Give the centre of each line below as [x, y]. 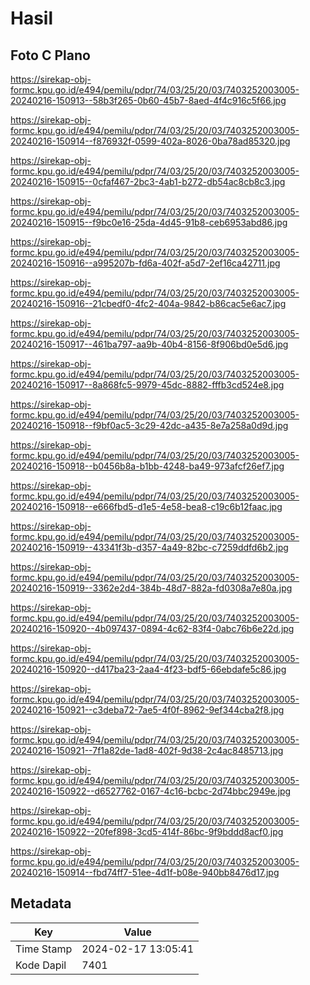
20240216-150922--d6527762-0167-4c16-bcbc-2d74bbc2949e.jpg [151, 791]
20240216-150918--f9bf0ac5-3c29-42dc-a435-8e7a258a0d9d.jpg [149, 425]
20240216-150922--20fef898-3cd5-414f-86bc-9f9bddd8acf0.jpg [147, 831]
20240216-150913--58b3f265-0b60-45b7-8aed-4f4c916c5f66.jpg [148, 100]
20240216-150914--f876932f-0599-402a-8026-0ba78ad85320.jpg [150, 141]
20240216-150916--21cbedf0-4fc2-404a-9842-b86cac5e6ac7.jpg [148, 303]
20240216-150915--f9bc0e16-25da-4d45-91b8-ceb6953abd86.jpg [149, 222]
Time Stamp [44, 949]
